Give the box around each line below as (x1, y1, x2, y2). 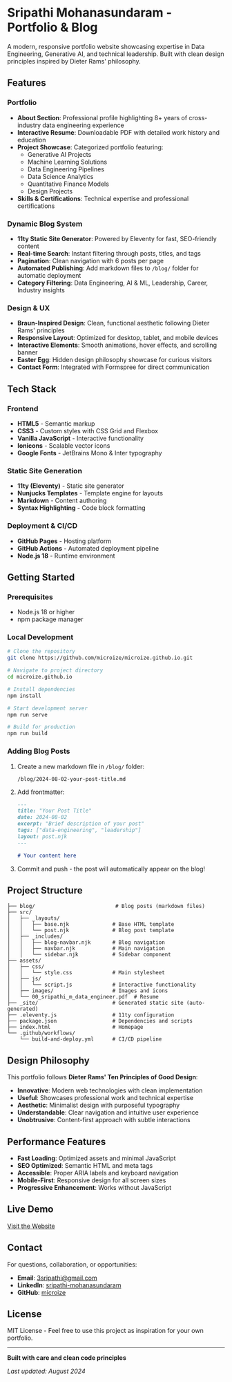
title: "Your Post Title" (17, 807, 92, 815)
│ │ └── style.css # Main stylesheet (7, 969, 166, 976)
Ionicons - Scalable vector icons (17, 441, 110, 450)
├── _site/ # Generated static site (7, 1000, 184, 1007)
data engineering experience (42, 121, 124, 129)
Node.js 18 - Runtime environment (17, 551, 115, 560)
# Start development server (7, 705, 88, 712)
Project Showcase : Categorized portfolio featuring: (17, 143, 164, 151)
